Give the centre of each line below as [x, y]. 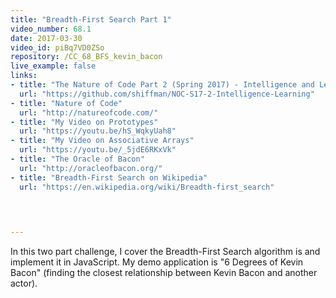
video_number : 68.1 [51, 29]
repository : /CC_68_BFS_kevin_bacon [86, 57]
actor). [24, 283]
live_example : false [53, 66]
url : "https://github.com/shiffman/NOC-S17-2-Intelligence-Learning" [167, 94]
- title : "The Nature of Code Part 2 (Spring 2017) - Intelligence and [162, 85]
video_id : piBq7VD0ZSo [57, 47]
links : [24, 76]
